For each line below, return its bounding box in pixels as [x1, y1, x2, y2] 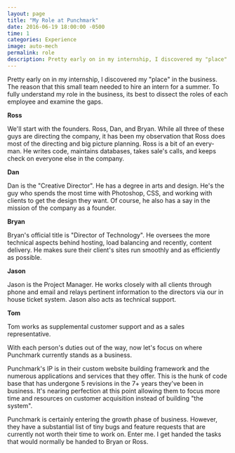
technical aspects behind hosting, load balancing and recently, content [7, 238, 212, 246]
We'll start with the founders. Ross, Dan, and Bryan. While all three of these [7, 124, 224, 133]
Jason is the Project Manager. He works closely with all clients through [7, 280, 212, 288]
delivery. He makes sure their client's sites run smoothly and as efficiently [7, 246, 221, 254]
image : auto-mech [7, 43, 58, 50]
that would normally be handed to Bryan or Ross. [7, 437, 149, 445]
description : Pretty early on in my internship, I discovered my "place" [7, 56, 228, 63]
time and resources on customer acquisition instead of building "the [7, 393, 203, 403]
